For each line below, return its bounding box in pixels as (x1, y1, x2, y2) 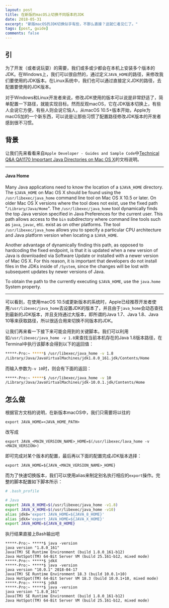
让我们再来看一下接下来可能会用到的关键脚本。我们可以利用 (5, 328, 129, 334)
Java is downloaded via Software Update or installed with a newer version (5, 252, 159, 258)
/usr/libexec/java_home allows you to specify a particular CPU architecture (5, 227, 161, 233)
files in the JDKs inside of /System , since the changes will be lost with (5, 263, 149, 269)
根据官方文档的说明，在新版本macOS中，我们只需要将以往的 (5, 409, 131, 415)
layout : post (5, 7, 33, 13)
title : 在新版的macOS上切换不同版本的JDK (5, 12, 84, 17)
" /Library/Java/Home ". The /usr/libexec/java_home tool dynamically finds (5, 205, 157, 211)
